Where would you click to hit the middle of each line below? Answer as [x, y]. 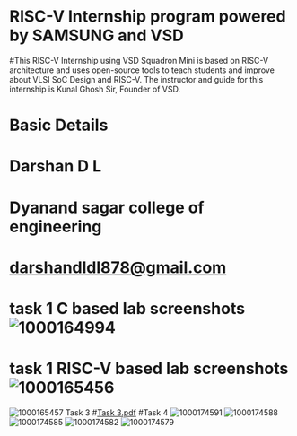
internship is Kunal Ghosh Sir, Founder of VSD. [95, 89]
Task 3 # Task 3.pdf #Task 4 [117, 412]
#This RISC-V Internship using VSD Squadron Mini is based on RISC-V [139, 60]
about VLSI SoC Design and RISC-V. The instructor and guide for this [136, 79]
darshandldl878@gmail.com [118, 267]
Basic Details [59, 125]
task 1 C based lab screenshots [127, 308]
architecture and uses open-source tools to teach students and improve [142, 70]
